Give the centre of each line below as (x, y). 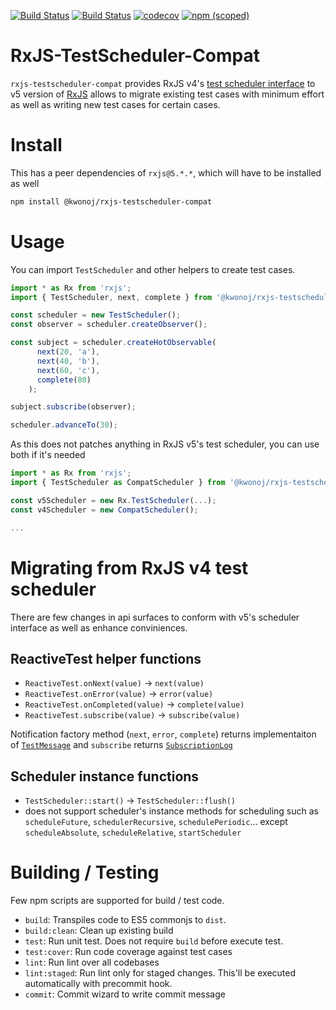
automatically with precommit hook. (98, 984)
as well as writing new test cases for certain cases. (115, 104)
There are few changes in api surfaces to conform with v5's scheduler (155, 617)
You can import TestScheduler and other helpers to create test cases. (153, 269)
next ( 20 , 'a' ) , (68, 352)
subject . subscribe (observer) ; (73, 407)
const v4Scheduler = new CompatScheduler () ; (104, 510)
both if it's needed (48, 455)
